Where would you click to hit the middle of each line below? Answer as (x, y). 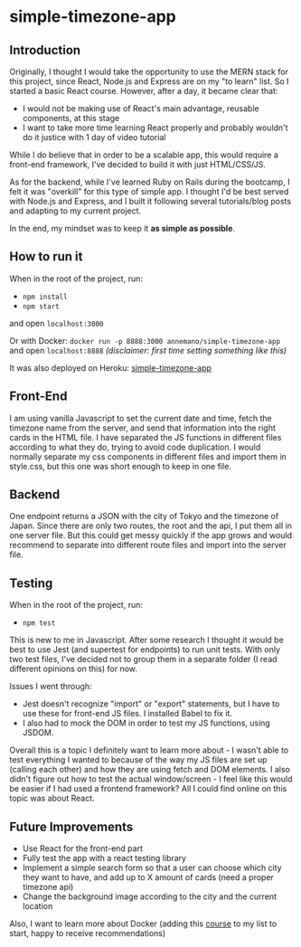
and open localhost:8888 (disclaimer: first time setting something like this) (148, 350)
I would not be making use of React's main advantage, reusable (141, 109)
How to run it (46, 256)
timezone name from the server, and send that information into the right (142, 428)
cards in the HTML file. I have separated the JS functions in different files (146, 437)
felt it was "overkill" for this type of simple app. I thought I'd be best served (149, 191)
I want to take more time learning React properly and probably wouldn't (155, 128)
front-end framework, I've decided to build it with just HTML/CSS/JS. (138, 164)
